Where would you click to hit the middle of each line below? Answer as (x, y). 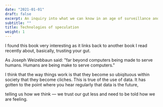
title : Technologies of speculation (42, 27)
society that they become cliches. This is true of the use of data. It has (75, 80)
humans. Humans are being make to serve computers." (60, 65)
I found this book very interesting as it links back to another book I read (76, 46)
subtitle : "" (18, 23)
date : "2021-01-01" (25, 9)
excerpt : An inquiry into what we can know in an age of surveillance (78, 18)
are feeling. (16, 99)
